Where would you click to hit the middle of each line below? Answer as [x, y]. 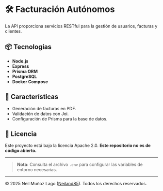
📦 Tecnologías [28, 47]
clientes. [14, 31]
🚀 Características [32, 97]
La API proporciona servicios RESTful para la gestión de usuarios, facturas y [81, 26]
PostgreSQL [24, 76]
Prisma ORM [25, 71]
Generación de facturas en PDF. [44, 108]
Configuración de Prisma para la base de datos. [60, 118]
